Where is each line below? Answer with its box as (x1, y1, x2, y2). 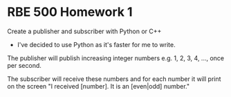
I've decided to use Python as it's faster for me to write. (17, 40, 176, 48)
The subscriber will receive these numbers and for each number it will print (7, 74, 221, 83)
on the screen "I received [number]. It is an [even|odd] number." (7, 82, 190, 90)
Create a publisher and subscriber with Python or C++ (7, 27, 162, 35)
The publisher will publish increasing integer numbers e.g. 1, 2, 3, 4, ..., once (7, 53, 225, 62)
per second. (7, 61, 41, 69)
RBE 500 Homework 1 (7, 4, 133, 20)
